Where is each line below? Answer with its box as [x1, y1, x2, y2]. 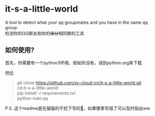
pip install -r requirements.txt [17, 90, 76, 96]
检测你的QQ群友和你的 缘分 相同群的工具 [5, 30, 84, 36]
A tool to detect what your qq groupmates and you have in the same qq [5, 19, 148, 25]
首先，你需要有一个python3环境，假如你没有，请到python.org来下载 [5, 60, 142, 66]
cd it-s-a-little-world [17, 85, 58, 91]
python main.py [17, 95, 49, 101]
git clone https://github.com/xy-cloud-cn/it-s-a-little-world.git [17, 80, 142, 85]
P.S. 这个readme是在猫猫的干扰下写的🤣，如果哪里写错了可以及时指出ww [5, 105, 150, 111]
